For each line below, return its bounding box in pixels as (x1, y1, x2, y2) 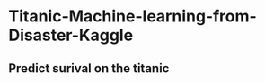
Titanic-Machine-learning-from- (8, 6, 257, 27)
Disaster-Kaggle (8, 25, 134, 45)
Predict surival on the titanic (8, 61, 170, 76)
